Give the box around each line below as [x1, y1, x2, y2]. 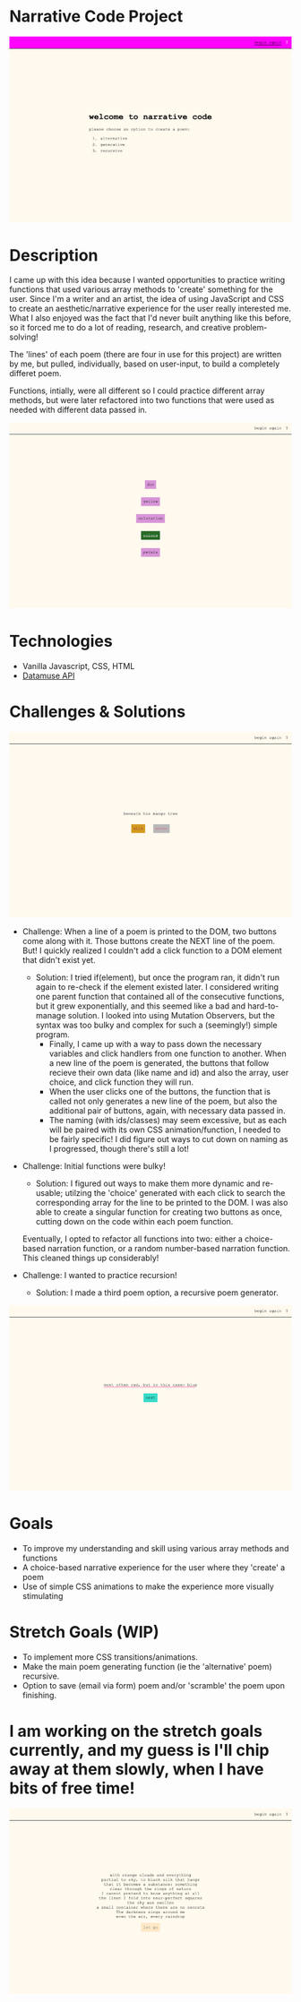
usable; [35, 1187, 64, 1198]
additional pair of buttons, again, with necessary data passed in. [48, 1104, 286, 1116]
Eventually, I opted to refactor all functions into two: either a [21, 1233, 244, 1244]
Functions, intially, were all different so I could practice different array [9, 385, 265, 396]
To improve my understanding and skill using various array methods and [21, 1543, 289, 1554]
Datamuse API [21, 670, 75, 681]
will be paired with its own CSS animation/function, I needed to [48, 1124, 281, 1135]
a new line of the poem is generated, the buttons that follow [48, 1057, 270, 1068]
